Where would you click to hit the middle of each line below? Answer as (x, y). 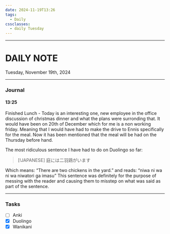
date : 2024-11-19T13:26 (30, 10)
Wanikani (22, 226)
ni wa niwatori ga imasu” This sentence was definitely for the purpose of (81, 176)
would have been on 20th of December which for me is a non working (78, 124)
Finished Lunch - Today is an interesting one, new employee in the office (81, 113)
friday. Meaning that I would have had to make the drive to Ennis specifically (85, 130)
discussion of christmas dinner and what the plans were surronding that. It (83, 119)
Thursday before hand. (29, 140)
